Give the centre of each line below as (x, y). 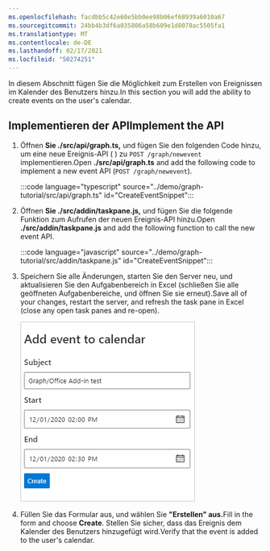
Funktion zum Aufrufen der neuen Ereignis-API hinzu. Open (117, 219)
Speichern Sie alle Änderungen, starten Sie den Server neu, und (126, 276)
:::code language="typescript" (71, 186)
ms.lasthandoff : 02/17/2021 (56, 51)
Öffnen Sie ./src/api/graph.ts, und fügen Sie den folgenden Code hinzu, (141, 145)
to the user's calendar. (57, 540)
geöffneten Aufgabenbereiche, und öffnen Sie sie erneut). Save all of (133, 293)
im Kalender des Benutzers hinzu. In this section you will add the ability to (130, 92)
